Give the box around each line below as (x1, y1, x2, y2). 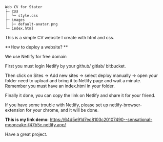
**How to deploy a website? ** (5, 44, 68, 50)
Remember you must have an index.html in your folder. (5, 83, 115, 89)
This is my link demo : (5, 117, 49, 122)
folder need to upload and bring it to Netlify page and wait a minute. (5, 78, 142, 83)
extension (5, 107, 25, 113)
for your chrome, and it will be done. (26, 107, 99, 113)
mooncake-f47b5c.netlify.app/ (5, 122, 66, 127)
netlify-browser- (109, 102, 143, 108)
